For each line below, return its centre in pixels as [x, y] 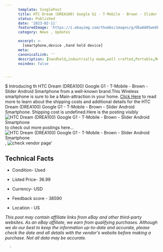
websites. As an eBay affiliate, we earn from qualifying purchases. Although [81, 222]
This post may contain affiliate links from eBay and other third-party [73, 217]
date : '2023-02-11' [37, 23]
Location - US [26, 208]
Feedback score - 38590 [37, 198]
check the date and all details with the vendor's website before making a [78, 233]
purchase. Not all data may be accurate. [46, 238]
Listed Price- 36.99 [31, 179]
